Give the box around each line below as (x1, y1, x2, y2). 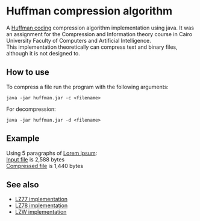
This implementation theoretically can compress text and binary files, (6, 43, 178, 51)
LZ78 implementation (14, 202, 68, 209)
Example (6, 134, 40, 144)
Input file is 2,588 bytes (6, 155, 65, 163)
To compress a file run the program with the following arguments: (6, 83, 169, 90)
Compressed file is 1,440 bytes (6, 162, 83, 169)
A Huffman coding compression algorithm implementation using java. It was (6, 24, 195, 31)
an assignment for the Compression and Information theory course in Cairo (6, 30, 193, 37)
